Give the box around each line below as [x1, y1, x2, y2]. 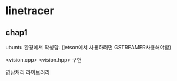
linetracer [5, 4, 54, 18]
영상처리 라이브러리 [5, 69, 50, 76]
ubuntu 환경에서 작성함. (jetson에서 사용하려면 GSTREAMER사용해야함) [5, 44, 172, 50]
